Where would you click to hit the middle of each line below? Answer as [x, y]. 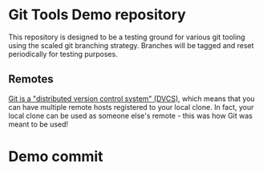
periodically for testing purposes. [63, 54]
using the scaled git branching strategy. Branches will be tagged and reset [131, 45]
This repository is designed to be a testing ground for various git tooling [127, 37]
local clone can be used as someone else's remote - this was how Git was [130, 115]
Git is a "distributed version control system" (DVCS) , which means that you [131, 99]
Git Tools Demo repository [97, 15]
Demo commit [56, 156]
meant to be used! [38, 124]
